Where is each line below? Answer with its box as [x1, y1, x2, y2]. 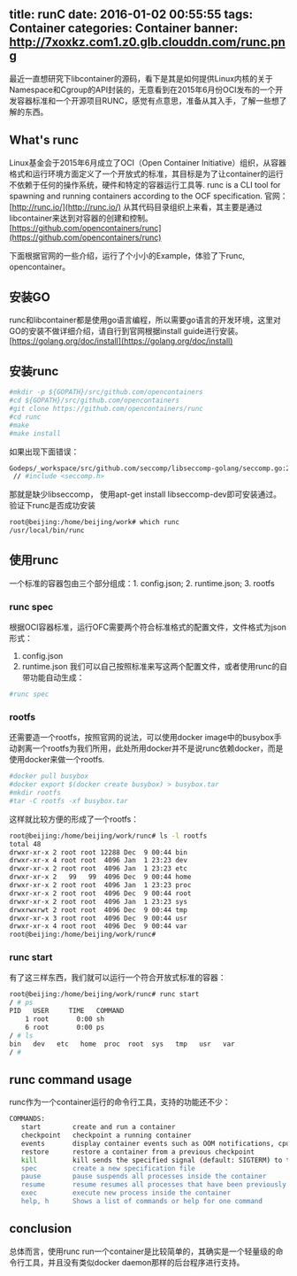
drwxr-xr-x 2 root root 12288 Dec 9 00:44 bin [9, 847, 188, 857]
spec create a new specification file [20, 1164, 196, 1172]
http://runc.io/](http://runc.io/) [11, 201, 122, 212]
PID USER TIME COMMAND [9, 1007, 125, 1016]
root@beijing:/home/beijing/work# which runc [9, 518, 179, 527]
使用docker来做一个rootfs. [9, 754, 105, 765]
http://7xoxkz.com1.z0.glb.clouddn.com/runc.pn [9, 35, 286, 50]
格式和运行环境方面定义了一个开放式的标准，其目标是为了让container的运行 [9, 168, 285, 179]
